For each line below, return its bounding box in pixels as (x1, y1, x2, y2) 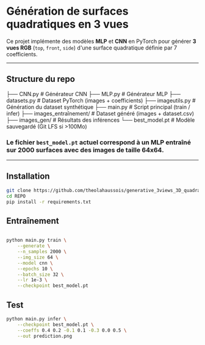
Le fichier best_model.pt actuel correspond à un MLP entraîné (6, 138, 191, 146)
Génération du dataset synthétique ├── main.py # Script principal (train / (6, 103, 190, 111)
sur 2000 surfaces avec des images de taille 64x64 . (6, 146, 164, 154)
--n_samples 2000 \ (17, 249, 67, 255)
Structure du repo (6, 74, 75, 84)
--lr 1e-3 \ (17, 277, 48, 283)
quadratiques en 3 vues (6, 17, 129, 31)
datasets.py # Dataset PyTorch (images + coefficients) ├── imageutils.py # (6, 97, 196, 104)
